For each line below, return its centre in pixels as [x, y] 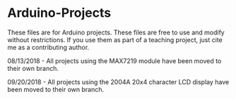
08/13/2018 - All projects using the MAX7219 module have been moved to [114, 60]
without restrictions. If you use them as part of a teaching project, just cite [115, 39]
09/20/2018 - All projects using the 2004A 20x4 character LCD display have [118, 81]
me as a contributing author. [48, 47]
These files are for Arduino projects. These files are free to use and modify [116, 32]
